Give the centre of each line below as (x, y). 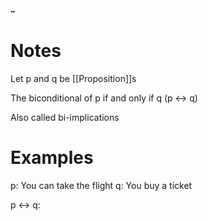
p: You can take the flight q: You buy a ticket (101, 185)
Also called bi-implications (65, 117)
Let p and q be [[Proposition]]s (73, 78)
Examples (52, 158)
